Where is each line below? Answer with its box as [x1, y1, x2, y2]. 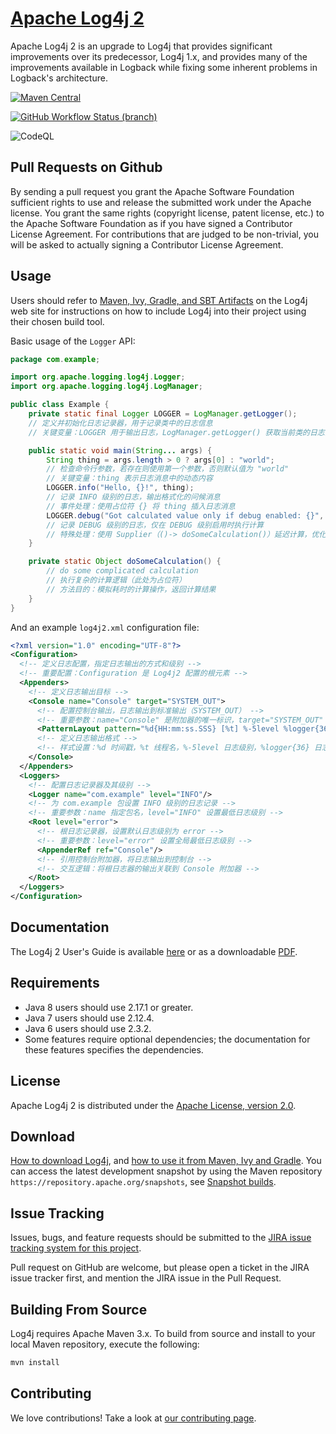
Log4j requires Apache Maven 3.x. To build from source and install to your [10, 1327, 316, 1339]
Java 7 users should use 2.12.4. [24, 1012, 155, 1024]
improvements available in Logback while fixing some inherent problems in [10, 61, 318, 73]
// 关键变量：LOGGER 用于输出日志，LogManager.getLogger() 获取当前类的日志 [28, 427, 325, 437]
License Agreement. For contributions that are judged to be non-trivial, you [10, 228, 319, 240]
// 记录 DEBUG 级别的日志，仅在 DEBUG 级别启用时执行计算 [46, 520, 264, 530]
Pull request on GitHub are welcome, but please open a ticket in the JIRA [10, 1262, 310, 1274]
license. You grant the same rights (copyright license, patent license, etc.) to [10, 207, 325, 219]
